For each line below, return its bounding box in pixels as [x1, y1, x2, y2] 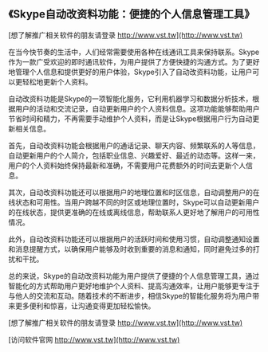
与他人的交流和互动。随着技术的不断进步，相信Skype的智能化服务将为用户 [8, 291, 253, 300]
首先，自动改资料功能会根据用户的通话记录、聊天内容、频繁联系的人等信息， [8, 140, 260, 150]
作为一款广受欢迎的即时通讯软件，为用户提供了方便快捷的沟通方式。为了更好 [8, 57, 260, 66]
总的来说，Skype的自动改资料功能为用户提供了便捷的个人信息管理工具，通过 [8, 271, 260, 280]
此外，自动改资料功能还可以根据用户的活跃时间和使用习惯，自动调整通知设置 [8, 234, 260, 244]
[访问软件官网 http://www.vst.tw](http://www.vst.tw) [8, 334, 180, 344]
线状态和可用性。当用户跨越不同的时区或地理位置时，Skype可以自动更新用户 [8, 198, 260, 207]
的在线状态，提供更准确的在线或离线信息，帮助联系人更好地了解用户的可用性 [8, 207, 260, 217]
